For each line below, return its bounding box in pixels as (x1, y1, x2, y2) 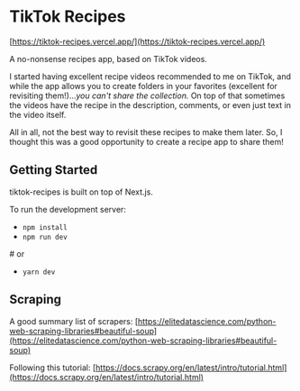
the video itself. (9, 109, 67, 120)
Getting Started (9, 162, 98, 177)
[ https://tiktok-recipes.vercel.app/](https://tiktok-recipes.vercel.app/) (9, 36, 266, 47)
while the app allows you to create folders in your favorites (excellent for (9, 80, 277, 91)
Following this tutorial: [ (9, 362, 96, 373)
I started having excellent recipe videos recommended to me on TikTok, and (9, 70, 291, 82)
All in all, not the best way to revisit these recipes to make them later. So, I (9, 126, 283, 137)
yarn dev (22, 268, 56, 277)
